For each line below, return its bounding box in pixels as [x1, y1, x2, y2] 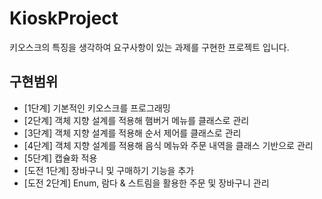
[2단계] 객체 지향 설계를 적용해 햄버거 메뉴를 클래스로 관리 [23, 114, 250, 126]
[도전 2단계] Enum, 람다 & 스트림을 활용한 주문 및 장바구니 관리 [23, 177, 270, 189]
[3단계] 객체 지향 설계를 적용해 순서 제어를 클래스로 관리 [23, 127, 242, 139]
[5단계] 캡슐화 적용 [23, 152, 98, 164]
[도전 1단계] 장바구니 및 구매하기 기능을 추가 [23, 164, 195, 176]
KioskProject [9, 7, 119, 30]
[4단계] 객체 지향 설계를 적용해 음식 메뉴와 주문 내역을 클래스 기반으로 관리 [23, 139, 314, 151]
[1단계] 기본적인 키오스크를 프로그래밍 [23, 102, 171, 114]
